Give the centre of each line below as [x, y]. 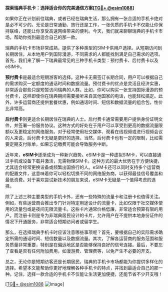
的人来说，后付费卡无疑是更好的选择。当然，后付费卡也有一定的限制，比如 [82, 138]
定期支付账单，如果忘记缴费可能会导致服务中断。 [60, 144]
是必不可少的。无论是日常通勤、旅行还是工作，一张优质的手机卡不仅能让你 [82, 25]
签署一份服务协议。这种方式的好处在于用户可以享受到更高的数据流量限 [90, 125]
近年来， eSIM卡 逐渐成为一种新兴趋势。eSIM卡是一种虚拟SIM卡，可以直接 [81, 155]
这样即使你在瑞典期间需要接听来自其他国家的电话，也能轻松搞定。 [90, 96]
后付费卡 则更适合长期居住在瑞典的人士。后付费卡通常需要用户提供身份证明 [82, 119]
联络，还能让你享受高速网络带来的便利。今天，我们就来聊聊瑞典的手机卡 [84, 31]
